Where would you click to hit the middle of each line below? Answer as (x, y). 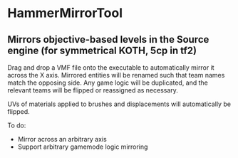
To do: (17, 125)
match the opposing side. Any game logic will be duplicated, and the (108, 83)
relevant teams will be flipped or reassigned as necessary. (93, 90)
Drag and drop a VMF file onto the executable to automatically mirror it (111, 68)
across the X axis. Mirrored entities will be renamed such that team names (116, 75)
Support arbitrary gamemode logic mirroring (83, 147)
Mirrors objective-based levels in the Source (108, 39)
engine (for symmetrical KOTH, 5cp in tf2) (102, 50)
